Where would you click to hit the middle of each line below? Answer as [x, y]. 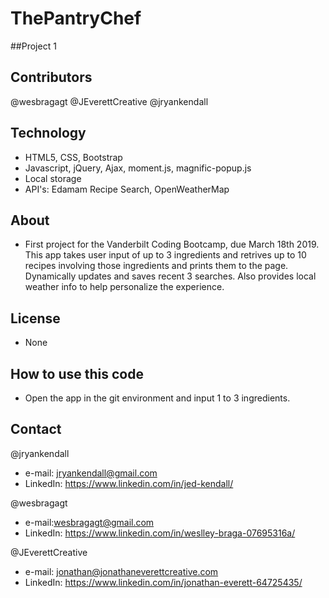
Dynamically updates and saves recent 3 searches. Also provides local [170, 276]
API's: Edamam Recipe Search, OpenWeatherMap [127, 189]
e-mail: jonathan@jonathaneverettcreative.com [121, 571]
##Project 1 [33, 46]
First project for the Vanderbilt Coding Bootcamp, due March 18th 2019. [172, 244]
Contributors [51, 77]
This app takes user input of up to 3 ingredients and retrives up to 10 [165, 255]
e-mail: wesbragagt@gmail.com [89, 522]
